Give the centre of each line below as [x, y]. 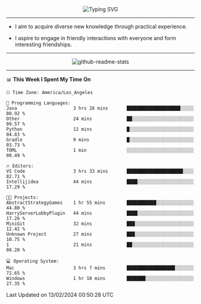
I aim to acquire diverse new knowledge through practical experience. [101, 26]
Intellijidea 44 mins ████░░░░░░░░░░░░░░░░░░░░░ [100, 182]
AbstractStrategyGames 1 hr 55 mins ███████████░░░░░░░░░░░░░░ [100, 203]
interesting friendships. [43, 44]
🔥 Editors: [20, 166]
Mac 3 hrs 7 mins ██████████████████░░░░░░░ [100, 268]
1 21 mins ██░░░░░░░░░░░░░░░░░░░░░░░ [100, 245]
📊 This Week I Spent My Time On [48, 79]
